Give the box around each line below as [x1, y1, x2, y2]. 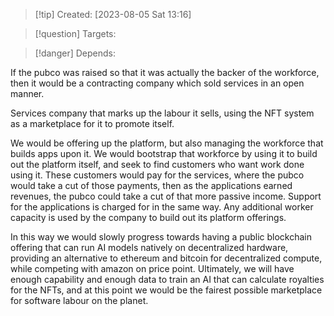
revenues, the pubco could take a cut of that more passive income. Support [10, 190, 322, 202]
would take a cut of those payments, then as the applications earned [10, 180, 293, 191]
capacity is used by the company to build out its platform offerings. [10, 212, 287, 223]
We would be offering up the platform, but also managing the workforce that [10, 137, 324, 149]
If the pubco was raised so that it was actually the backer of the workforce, [10, 67, 320, 78]
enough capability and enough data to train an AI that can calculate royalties [10, 274, 325, 285]
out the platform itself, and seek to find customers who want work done [10, 159, 305, 170]
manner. [10, 88, 45, 99]
